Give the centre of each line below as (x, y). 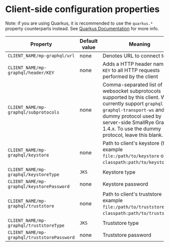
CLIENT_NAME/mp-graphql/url (41, 56)
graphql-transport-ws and (133, 110)
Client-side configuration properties (82, 9)
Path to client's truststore (132, 194)
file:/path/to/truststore (134, 207)
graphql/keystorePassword (39, 186)
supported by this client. (131, 97)
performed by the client (130, 76)
